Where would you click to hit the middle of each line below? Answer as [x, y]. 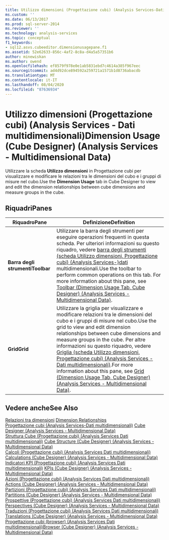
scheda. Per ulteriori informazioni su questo [108, 244]
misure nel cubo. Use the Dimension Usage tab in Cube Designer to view [80, 182]
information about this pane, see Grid [100, 371]
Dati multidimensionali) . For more [95, 365]
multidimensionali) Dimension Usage [83, 136]
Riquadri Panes [29, 208]
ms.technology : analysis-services [41, 33]
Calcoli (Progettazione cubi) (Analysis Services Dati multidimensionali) [78, 452]
